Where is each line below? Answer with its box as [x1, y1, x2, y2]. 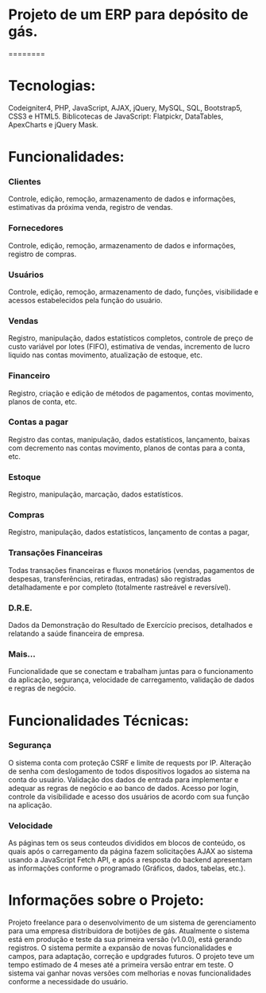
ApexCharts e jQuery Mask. [8, 119, 98, 129]
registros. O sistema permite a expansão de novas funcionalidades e [8, 943, 233, 952]
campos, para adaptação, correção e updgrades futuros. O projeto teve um [8, 952, 255, 961]
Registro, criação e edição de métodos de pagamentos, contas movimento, [8, 388, 254, 398]
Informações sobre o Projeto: [8, 891, 205, 909]
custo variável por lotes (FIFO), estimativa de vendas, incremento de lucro [8, 342, 250, 352]
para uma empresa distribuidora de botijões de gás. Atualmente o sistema [8, 926, 250, 936]
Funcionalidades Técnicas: [8, 711, 189, 730]
